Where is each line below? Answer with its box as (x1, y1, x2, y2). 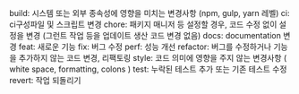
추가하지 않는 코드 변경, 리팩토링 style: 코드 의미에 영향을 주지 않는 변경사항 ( (18, 53, 287, 63)
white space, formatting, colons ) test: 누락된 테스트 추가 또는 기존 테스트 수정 (9, 64, 287, 74)
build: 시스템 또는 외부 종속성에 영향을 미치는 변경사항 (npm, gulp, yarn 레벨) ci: (9, 8, 290, 18)
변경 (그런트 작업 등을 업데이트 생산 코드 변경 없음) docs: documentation (25, 30, 282, 40)
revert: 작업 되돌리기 (9, 75, 81, 85)
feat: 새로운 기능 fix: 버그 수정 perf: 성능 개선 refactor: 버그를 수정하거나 (18, 41, 272, 52)
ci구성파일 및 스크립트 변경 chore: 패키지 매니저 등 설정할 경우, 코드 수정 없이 (9, 19, 278, 30)
